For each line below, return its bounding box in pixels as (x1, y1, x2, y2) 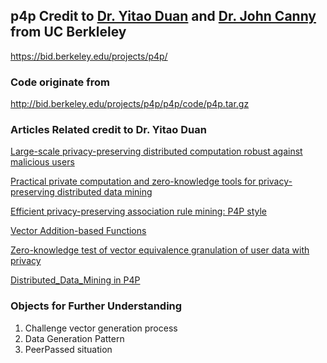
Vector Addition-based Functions (10, 225, 147, 237)
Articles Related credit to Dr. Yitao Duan (10, 123, 207, 137)
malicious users (10, 156, 75, 168)
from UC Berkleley (10, 24, 127, 41)
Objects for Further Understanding (10, 299, 183, 313)
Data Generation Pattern (24, 332, 125, 344)
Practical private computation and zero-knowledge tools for (10, 175, 257, 188)
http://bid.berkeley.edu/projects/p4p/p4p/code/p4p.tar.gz (10, 98, 250, 110)
